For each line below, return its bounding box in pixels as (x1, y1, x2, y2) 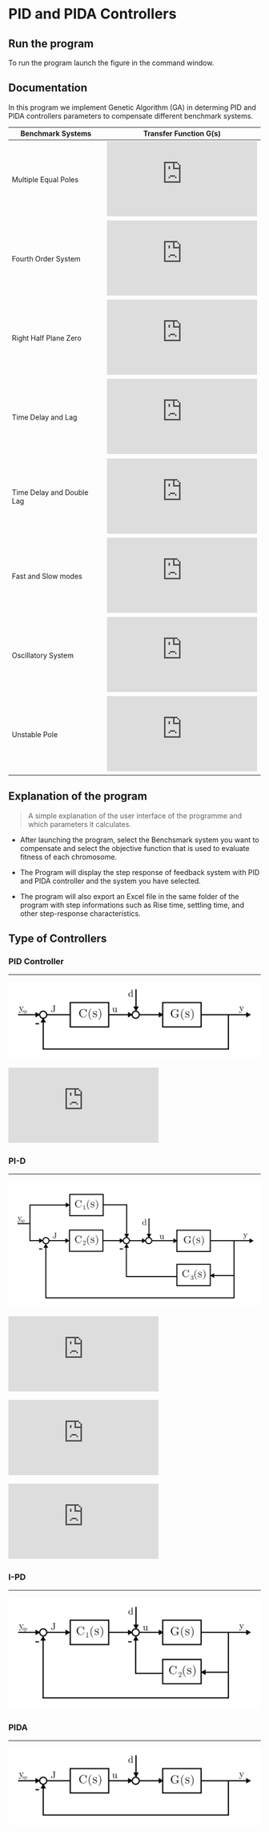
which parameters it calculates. (27, 819, 132, 829)
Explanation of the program (8, 789, 148, 803)
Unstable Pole (11, 730, 58, 740)
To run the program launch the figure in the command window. (8, 58, 215, 67)
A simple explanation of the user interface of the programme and (27, 811, 243, 821)
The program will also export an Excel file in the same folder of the (19, 891, 239, 901)
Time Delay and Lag (11, 412, 78, 422)
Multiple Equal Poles (11, 174, 78, 184)
